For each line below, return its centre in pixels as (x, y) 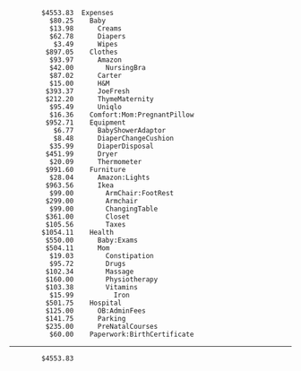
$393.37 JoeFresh (87, 91)
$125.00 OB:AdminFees (95, 311)
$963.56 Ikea (80, 185)
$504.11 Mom (77, 248)
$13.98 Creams (86, 29)
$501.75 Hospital (84, 303)
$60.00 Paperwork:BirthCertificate (121, 334)
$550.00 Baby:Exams (92, 240)
